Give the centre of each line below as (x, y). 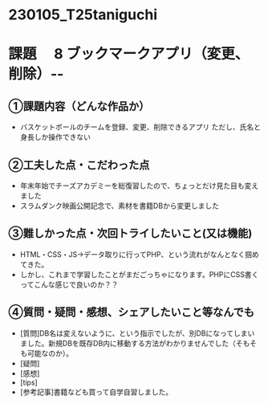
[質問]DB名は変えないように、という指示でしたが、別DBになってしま (134, 333)
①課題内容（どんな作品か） (79, 106)
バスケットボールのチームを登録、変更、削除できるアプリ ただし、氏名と (140, 127)
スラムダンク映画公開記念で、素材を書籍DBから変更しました (120, 206)
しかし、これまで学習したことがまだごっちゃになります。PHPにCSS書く (139, 274)
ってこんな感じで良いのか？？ (69, 284)
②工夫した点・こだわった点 (79, 165)
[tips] (28, 382)
